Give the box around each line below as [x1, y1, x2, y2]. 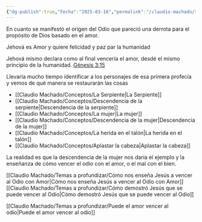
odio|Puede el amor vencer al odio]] [6, 208, 96, 216]
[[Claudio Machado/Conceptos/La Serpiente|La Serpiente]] [14, 91, 162, 98]
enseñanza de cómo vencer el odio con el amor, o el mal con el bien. [6, 160, 176, 167]
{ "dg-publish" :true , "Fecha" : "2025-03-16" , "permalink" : [6, 8, 147, 15]
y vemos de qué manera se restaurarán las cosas [6, 79, 128, 86]
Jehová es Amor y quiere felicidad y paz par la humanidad [6, 43, 150, 50]
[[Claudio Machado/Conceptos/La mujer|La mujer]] [14, 110, 142, 117]
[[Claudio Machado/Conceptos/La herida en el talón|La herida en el [14, 129, 182, 136]
